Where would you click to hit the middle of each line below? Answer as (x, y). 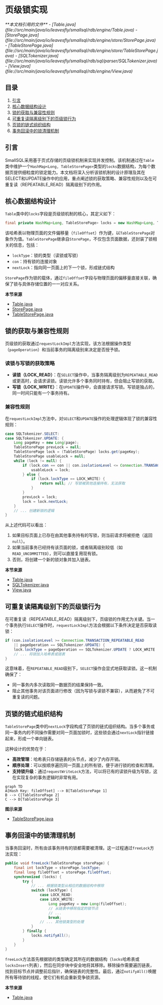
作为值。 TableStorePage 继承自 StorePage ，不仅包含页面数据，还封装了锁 (81, 239)
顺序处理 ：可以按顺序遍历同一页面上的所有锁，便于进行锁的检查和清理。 (84, 765)
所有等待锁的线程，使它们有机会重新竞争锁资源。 (54, 977)
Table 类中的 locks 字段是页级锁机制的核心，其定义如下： (61, 214)
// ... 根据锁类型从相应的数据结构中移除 (67, 886)
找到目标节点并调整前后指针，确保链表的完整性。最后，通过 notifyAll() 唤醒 (81, 971)
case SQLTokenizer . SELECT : (32, 434)
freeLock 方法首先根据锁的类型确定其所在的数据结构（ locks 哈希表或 (72, 959)
